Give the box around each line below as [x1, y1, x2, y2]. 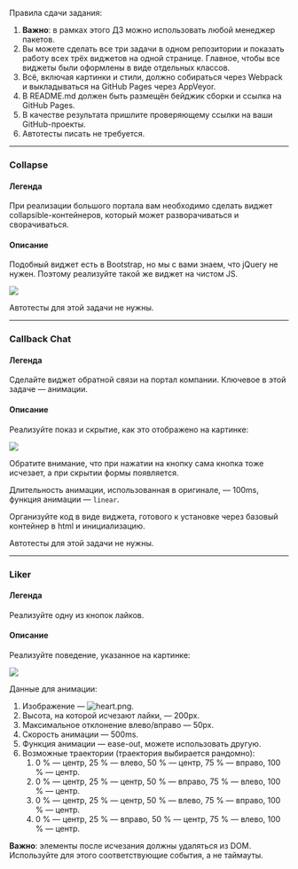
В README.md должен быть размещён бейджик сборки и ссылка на [21, 90, 282, 101]
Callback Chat [9, 333, 72, 345]
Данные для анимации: [9, 683, 98, 694]
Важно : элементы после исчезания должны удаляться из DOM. [9, 840, 252, 850]
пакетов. [21, 35, 55, 44]
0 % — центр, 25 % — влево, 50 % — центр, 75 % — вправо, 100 [35, 757, 281, 768]
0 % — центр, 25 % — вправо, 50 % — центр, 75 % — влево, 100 [35, 813, 281, 824]
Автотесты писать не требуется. [21, 129, 145, 138]
